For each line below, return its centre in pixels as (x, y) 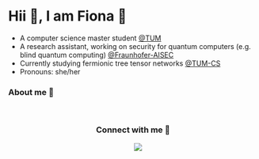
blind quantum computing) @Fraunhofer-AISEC (97, 55)
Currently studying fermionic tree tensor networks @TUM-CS (120, 63)
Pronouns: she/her (50, 71)
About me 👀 (31, 92)
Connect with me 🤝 (133, 130)
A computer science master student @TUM (90, 38)
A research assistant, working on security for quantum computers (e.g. (135, 46)
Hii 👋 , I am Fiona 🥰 (68, 16)
